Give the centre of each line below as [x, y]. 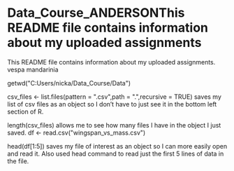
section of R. [25, 111]
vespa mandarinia [33, 69]
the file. [18, 161]
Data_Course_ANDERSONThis [96, 13]
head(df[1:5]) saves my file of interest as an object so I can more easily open [117, 146]
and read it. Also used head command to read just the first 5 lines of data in [116, 153]
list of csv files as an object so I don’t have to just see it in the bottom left [112, 104]
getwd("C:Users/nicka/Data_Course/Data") [69, 83]
